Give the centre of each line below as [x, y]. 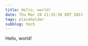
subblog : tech [20, 24]
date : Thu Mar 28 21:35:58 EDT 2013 [44, 15]
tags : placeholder [25, 19]
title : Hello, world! [28, 10]
